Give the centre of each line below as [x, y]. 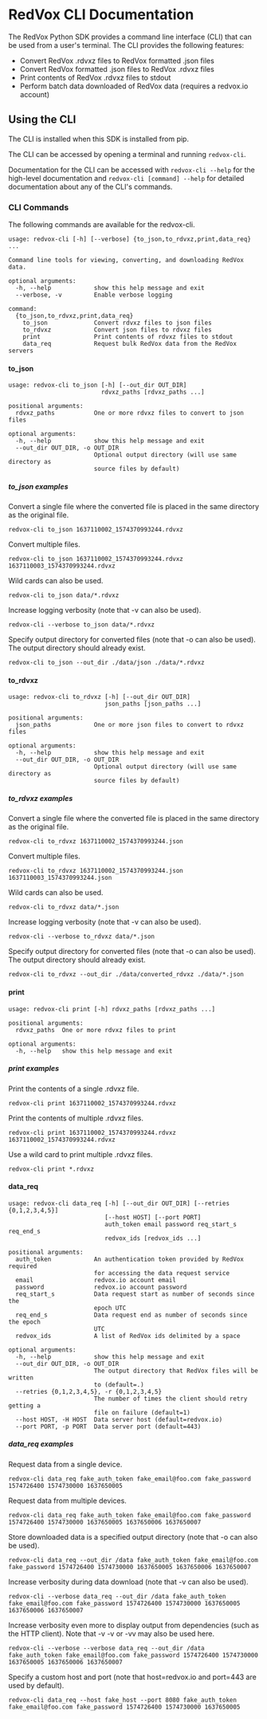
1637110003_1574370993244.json [60, 878]
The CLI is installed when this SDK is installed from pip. [99, 139]
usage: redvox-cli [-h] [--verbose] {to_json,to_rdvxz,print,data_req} [130, 239]
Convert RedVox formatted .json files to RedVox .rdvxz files [117, 69]
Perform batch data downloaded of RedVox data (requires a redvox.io [134, 86]
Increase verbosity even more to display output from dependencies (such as [133, 1625]
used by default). [36, 1685]
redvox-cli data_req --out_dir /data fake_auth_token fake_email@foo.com [133, 1560]
